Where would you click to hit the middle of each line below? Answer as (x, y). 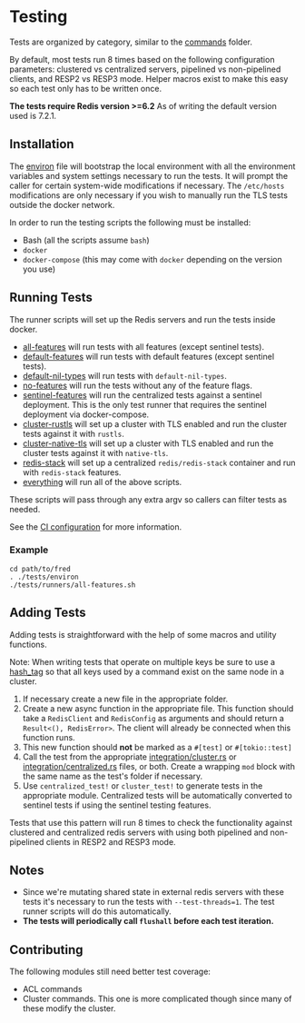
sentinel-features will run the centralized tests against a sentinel (142, 395)
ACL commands (53, 989)
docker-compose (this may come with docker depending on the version (152, 259)
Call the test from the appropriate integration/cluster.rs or (130, 757)
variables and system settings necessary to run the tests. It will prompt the (149, 175)
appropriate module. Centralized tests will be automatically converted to (157, 795)
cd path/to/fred (40, 569)
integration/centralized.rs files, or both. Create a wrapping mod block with (158, 766)
